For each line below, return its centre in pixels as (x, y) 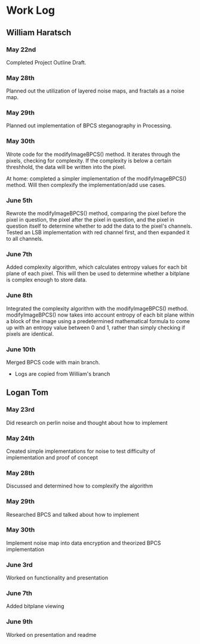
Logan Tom (27, 393)
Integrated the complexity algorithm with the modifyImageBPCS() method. (97, 308)
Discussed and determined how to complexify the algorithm (80, 486)
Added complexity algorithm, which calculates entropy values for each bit (97, 267)
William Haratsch (39, 33)
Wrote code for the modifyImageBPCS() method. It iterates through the (93, 154)
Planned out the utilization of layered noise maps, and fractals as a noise (96, 91)
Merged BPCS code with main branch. (53, 362)
